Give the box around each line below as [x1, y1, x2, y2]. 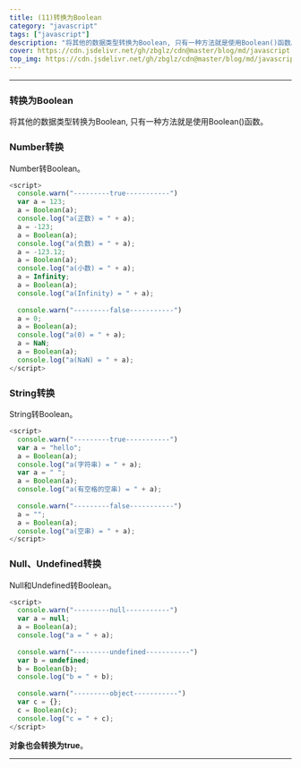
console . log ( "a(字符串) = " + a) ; [17, 460, 142, 469]
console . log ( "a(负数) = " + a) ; [17, 239, 136, 248]
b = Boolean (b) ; [17, 664, 78, 673]
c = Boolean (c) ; [17, 705, 78, 714]
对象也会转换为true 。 [9, 739, 88, 750]
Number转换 [9, 141, 64, 153]
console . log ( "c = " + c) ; [17, 713, 115, 723]
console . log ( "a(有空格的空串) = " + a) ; [17, 485, 162, 494]
